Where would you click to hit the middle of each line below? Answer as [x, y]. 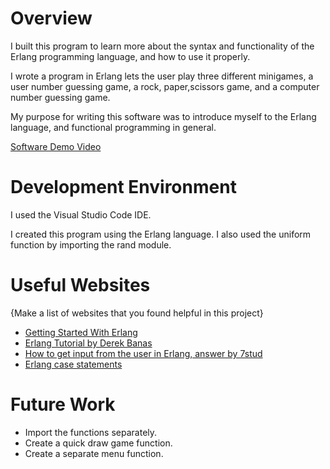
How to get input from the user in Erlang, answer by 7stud [143, 353]
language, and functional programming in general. [113, 127]
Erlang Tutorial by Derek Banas [88, 343]
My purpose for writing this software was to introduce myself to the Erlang [163, 116]
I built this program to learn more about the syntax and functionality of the [162, 46]
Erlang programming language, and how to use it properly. [130, 56]
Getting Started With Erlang [81, 332]
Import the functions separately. [91, 432]
